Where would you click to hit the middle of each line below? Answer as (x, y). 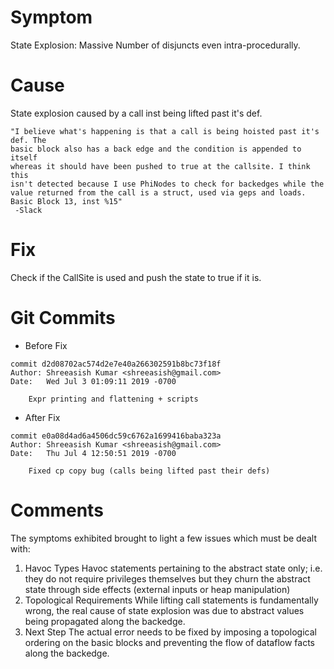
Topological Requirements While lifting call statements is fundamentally (171, 600)
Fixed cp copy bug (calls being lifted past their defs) (149, 471)
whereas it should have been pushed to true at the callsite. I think (160, 166)
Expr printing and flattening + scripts (113, 399)
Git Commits (63, 318)
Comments (57, 510)
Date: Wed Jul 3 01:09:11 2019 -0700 (93, 381)
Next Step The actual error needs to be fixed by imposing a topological (170, 632)
